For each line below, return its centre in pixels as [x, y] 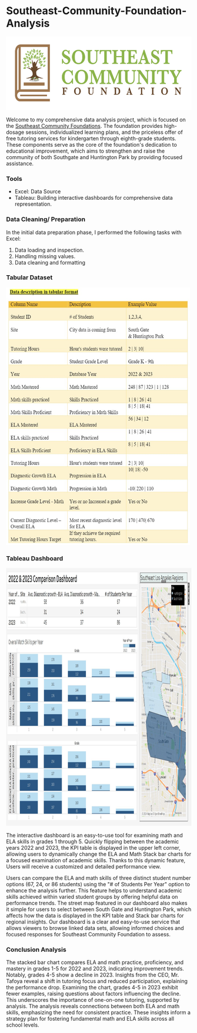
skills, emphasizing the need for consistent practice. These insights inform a [98, 1012]
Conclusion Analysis [36, 950]
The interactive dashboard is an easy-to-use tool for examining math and [95, 836]
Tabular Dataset [29, 278]
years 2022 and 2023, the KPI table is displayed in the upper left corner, [93, 848]
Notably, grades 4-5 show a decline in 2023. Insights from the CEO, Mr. [93, 975]
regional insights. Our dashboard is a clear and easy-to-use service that [93, 922]
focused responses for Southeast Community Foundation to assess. [88, 935]
